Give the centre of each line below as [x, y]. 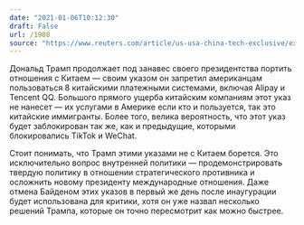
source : [24, 43]
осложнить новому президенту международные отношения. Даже [139, 183]
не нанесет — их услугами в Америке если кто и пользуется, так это [142, 107]
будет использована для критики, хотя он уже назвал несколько [134, 202]
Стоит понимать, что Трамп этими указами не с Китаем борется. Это [144, 154]
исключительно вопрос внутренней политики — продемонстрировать [146, 163]
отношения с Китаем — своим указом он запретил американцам [136, 79]
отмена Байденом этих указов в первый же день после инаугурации [143, 192]
